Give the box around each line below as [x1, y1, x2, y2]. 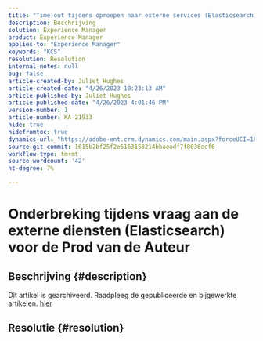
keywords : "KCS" [8, 48, 61, 56]
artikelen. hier [8, 299, 52, 308]
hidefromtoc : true [8, 128, 68, 136]
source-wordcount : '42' [8, 158, 86, 165]
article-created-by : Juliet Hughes [8, 77, 124, 85]
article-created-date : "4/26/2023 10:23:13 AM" [8, 84, 167, 93]
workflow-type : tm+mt [8, 150, 79, 158]
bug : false [8, 70, 44, 78]
